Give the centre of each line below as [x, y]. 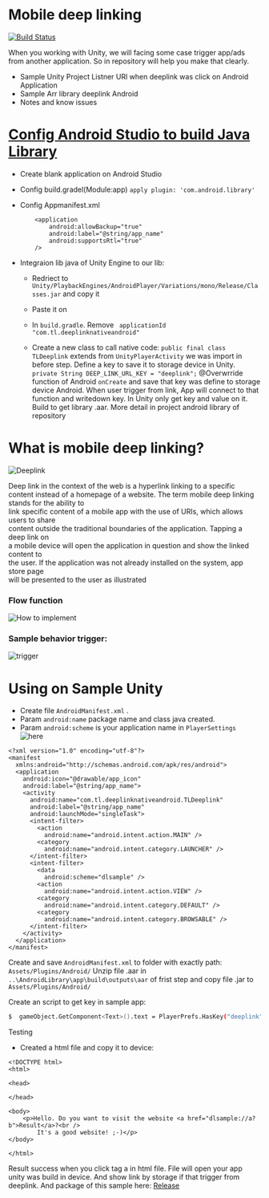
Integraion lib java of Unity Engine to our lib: [92, 262]
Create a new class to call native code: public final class [129, 347]
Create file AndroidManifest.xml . [74, 711]
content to [25, 554]
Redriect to [50, 278]
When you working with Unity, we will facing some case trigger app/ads [127, 52]
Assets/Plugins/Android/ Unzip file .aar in [77, 971]
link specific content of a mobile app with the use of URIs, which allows [126, 511]
